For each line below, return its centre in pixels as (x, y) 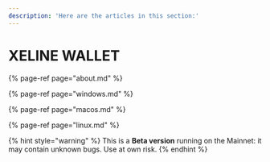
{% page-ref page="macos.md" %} (67, 109)
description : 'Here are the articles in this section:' (104, 16)
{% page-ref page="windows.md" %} (71, 93)
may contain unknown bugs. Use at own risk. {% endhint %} (108, 149)
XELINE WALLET (64, 55)
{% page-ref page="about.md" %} (65, 78)
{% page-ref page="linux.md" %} (64, 125)
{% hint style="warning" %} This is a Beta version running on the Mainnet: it (135, 140)
